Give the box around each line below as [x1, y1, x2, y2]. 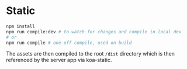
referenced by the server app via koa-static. [6, 57, 112, 64]
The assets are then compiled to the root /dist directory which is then [6, 50, 175, 57]
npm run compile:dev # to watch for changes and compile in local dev [6, 29, 182, 34]
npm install [6, 23, 35, 29]
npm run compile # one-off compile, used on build [6, 40, 132, 46]
